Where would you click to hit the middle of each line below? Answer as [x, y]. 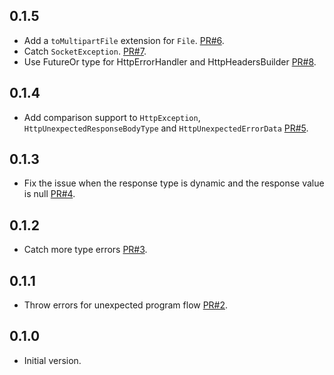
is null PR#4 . [49, 194]
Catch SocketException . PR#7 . [85, 51]
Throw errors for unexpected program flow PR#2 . [126, 305]
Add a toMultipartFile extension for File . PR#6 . [124, 40]
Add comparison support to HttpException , [112, 117]
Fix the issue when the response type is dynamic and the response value [174, 183]
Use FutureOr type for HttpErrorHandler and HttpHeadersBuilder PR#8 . [170, 61]
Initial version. [52, 360]
